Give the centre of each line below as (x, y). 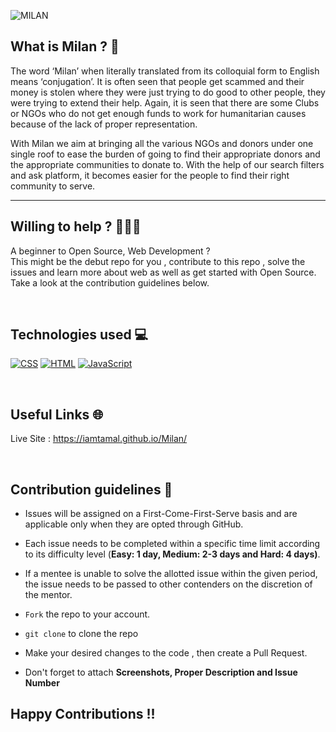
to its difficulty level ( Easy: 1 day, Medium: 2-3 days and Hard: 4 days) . (172, 554)
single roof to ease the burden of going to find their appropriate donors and (165, 154)
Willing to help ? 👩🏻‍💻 (76, 226)
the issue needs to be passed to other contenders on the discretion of (168, 584)
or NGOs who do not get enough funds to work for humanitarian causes (158, 113)
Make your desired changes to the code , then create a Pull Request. (166, 653)
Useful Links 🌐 (57, 414)
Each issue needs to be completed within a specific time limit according (172, 544)
